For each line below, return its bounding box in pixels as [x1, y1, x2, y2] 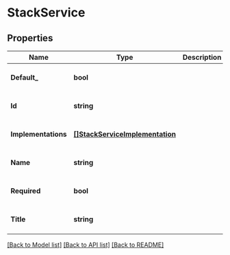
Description [182, 53, 222, 62]
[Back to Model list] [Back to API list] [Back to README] [7, 241, 164, 249]
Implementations [10, 129, 67, 139]
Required [10, 186, 41, 195]
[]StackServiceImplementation [73, 129, 177, 139]
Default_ [10, 73, 39, 82]
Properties [7, 32, 53, 44]
